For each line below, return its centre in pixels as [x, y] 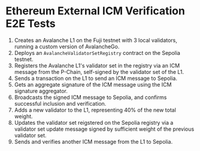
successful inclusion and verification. [60, 103]
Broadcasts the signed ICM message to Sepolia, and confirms [90, 97]
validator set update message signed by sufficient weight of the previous [104, 129]
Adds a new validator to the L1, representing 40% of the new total [95, 110]
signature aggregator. [41, 91]
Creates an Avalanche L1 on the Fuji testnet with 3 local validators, [96, 40]
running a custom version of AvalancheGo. [67, 47]
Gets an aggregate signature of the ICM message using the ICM [93, 84]
